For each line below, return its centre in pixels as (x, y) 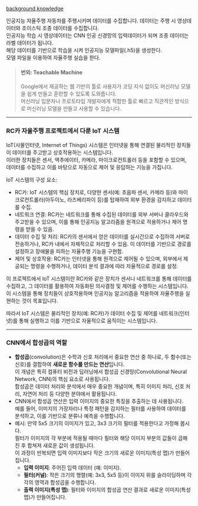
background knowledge (35, 9)
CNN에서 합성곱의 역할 (37, 343)
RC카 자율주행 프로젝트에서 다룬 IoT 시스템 (63, 131)
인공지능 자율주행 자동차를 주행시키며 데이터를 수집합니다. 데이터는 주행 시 (91, 21)
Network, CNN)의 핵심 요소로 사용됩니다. (62, 379)
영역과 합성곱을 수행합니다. (65, 482)
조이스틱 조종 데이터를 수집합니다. (60, 28)
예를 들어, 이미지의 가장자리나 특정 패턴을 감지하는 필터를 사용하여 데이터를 (100, 408)
